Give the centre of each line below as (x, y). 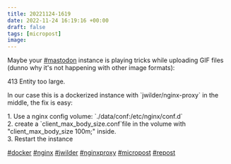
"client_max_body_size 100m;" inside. (62, 131)
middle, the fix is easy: (40, 102)
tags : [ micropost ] (34, 34)
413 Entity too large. (36, 81)
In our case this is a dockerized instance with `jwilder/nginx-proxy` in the (113, 95)
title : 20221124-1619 (39, 14)
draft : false (26, 27)
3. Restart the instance (40, 139)
